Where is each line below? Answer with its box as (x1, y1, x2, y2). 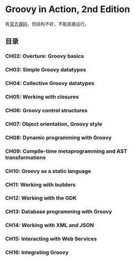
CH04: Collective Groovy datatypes (5, 80, 95, 87)
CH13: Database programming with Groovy (5, 208, 112, 215)
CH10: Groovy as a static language (5, 167, 92, 175)
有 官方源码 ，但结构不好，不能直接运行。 (5, 21, 89, 27)
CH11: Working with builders (5, 181, 76, 188)
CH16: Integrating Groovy (5, 249, 69, 256)
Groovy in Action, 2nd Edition (5, 4, 130, 15)
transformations (5, 154, 46, 161)
